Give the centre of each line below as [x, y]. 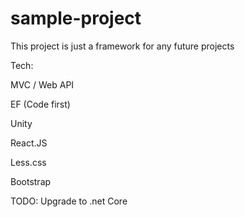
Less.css [28, 162]
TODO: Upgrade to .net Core [69, 201]
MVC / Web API [42, 84]
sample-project [76, 18]
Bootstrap [31, 181]
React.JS [29, 143]
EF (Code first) [40, 104]
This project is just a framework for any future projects [122, 46]
